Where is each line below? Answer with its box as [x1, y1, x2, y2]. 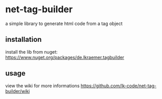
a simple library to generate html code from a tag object [5, 20, 123, 27]
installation [5, 35, 42, 44]
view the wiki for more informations [5, 83, 80, 89]
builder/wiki [5, 88, 30, 94]
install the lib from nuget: [5, 48, 58, 55]
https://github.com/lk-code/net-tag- [80, 83, 157, 89]
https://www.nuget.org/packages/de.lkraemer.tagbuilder [5, 54, 124, 60]
